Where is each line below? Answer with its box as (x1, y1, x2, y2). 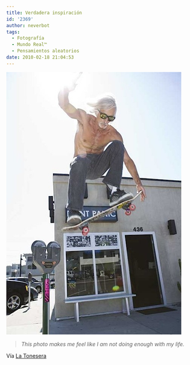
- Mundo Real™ (11, 42, 47, 48)
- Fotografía (11, 35, 45, 42)
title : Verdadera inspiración (6, 10, 83, 16)
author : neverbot (6, 22, 50, 28)
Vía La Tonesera (6, 352, 47, 359)
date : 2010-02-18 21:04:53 (6, 54, 74, 60)
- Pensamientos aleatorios (11, 48, 80, 54)
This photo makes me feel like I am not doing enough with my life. (21, 340, 185, 348)
